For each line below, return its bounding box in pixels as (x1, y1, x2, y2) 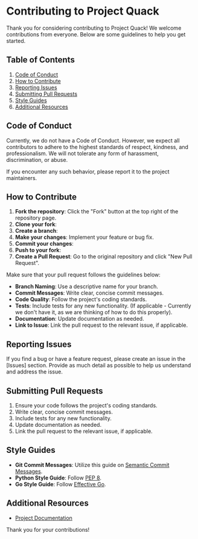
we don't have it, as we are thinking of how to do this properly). (14, 309, 173, 316)
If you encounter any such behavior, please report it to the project (6, 168, 170, 175)
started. (6, 37, 26, 44)
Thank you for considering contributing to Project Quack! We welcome (6, 24, 182, 32)
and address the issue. (6, 368, 63, 375)
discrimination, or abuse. (6, 156, 68, 163)
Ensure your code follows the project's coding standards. (14, 402, 158, 409)
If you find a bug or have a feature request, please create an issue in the (6, 355, 186, 363)
